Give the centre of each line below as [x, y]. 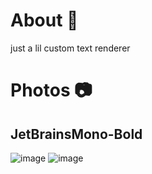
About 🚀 [44, 20]
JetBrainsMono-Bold [76, 134]
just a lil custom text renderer [70, 48]
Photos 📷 [51, 90]
